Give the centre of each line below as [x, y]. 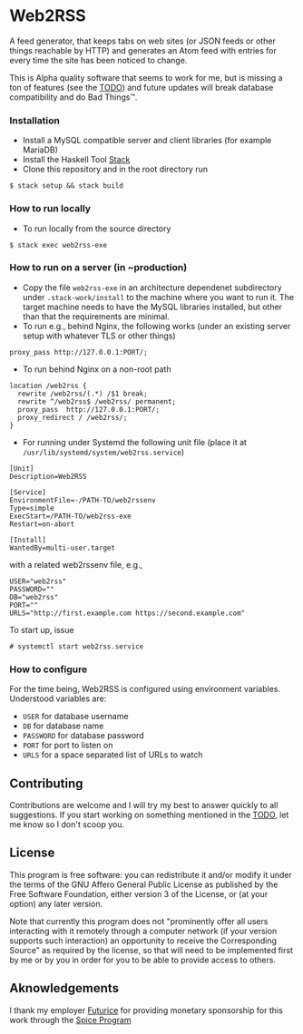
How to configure [49, 669]
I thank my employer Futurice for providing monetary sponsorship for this [146, 1010]
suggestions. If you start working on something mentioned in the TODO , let [149, 815]
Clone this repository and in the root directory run [115, 170]
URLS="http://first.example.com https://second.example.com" [127, 613]
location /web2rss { [49, 385]
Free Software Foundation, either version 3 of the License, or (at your [139, 893]
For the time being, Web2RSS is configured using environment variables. [145, 689]
